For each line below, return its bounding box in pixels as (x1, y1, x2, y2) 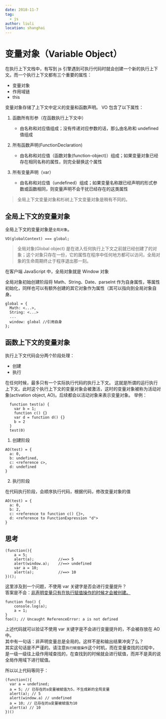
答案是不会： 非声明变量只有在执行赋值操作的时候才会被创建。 (5, 589, 131, 595)
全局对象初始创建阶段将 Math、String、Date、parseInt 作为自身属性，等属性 (5, 279, 161, 285)
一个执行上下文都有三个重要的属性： (18, 72, 92, 78)
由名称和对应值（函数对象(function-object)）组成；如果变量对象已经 (19, 153, 159, 159)
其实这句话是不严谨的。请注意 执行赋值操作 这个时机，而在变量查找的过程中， (5, 644, 157, 650)
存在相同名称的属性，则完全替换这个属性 (19, 159, 102, 165)
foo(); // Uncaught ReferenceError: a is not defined (5, 617, 119, 622)
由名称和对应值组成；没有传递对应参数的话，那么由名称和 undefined (19, 126, 159, 132)
